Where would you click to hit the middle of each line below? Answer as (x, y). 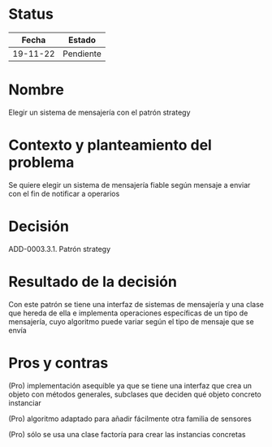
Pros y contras (58, 363)
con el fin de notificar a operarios (64, 193)
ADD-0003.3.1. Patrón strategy (60, 249)
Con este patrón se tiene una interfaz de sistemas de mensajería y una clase (136, 304)
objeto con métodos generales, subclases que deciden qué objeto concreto (135, 394)
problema (41, 163)
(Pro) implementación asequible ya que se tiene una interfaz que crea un (130, 385)
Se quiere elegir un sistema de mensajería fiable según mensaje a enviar (130, 184)
